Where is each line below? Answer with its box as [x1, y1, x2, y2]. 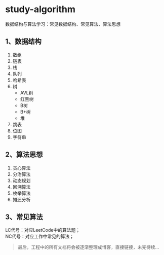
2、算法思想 [5, 151, 43, 159]
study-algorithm [5, 4, 76, 15]
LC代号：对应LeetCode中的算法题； [5, 227, 80, 233]
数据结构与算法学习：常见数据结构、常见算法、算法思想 [5, 21, 120, 27]
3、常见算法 [5, 212, 43, 221]
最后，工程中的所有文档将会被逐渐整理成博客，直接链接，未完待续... [17, 244, 159, 250]
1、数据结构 [5, 37, 42, 46]
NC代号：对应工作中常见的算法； [5, 233, 74, 239]
